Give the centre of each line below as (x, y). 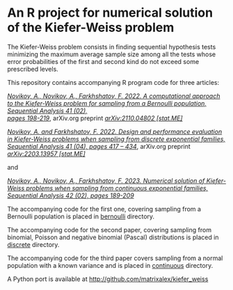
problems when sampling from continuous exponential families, (117, 188)
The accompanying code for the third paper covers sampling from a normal (115, 258)
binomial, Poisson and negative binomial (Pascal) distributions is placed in (113, 237)
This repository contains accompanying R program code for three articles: (113, 82)
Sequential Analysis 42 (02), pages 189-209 (71, 195)
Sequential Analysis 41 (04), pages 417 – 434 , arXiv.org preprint (99, 146)
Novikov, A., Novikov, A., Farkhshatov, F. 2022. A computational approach (114, 96)
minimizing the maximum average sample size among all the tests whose (112, 54)
